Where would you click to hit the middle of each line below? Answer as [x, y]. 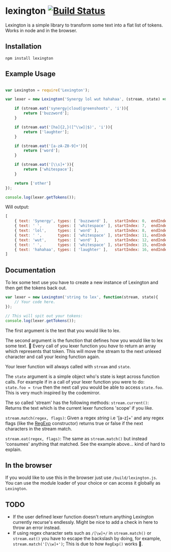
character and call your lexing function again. [53, 357]
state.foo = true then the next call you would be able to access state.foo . [84, 387]
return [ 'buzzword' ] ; [47, 113]
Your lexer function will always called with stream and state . [68, 366]
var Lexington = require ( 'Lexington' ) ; [48, 90]
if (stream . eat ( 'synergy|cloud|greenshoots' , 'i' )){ [72, 109]
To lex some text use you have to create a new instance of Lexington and [82, 283]
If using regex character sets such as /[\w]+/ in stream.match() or [82, 533]
